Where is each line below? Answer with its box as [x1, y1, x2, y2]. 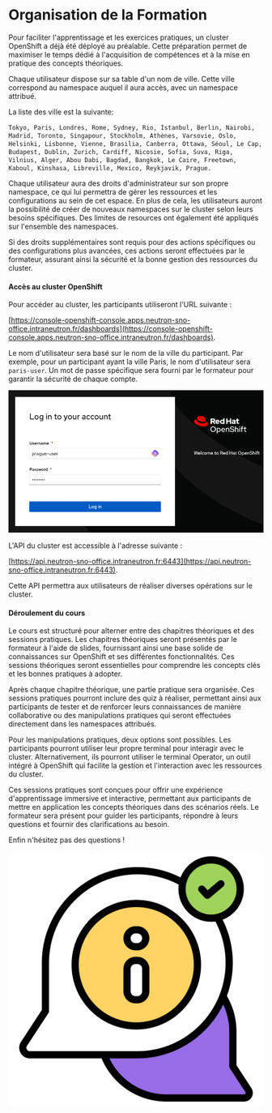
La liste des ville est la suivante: [8, 107, 114, 117]
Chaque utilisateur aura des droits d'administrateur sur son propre [8, 178, 229, 188]
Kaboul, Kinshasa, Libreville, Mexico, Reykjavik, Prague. [8, 164, 212, 172]
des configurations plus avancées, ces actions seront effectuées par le [8, 246, 245, 255]
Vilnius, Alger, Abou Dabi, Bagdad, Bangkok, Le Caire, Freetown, [8, 156, 237, 164]
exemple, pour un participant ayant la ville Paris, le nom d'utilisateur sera [8, 357, 251, 366]
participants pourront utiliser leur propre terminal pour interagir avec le [8, 743, 244, 753]
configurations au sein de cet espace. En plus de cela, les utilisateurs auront [8, 195, 263, 205]
